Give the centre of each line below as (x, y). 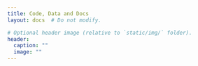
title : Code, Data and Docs (48, 14)
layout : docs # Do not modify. (54, 20)
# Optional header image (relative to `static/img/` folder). (100, 33)
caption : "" (31, 46)
